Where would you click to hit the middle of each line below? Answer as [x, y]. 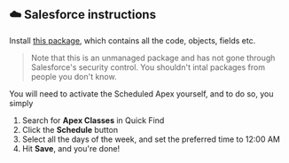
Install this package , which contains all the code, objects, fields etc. [133, 40]
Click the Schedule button [70, 129]
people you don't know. [74, 76]
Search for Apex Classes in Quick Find [93, 120]
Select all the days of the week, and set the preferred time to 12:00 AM [151, 139]
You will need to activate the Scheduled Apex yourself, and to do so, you [141, 93]
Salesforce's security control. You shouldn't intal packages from [148, 67]
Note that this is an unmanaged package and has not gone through [153, 58]
